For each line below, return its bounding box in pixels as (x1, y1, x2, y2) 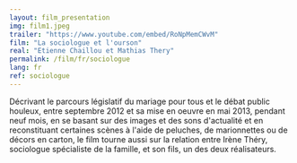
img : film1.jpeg (9, 21, 70, 30)
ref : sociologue (9, 72, 70, 81)
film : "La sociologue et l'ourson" (9, 38, 143, 47)
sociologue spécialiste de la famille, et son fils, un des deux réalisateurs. (9, 143, 276, 154)
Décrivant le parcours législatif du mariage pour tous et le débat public (9, 96, 271, 107)
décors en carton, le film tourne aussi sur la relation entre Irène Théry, (9, 133, 268, 144)
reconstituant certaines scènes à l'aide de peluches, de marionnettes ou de (9, 124, 289, 135)
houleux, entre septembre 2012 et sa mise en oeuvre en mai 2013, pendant (9, 105, 285, 116)
